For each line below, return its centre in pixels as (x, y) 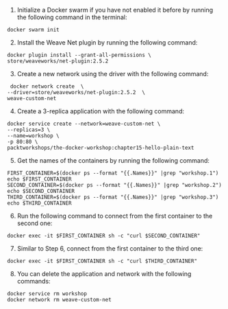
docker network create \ (47, 87)
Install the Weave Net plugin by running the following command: (107, 43)
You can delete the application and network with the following (104, 274)
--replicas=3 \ (29, 130)
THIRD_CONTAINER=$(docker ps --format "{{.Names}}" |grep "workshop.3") (113, 197)
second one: (35, 223)
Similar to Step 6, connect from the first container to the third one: (110, 249)
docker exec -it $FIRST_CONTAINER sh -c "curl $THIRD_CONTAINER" (102, 261)
